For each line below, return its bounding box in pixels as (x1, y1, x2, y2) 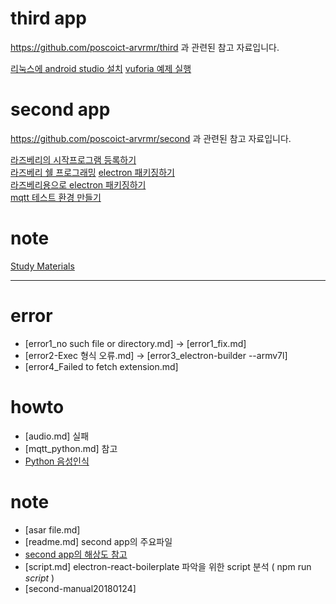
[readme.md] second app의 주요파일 (24, 535, 173, 547)
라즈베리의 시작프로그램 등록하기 (10, 153, 137, 166)
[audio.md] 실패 (24, 430, 90, 442)
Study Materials (10, 260, 75, 272)
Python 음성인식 (24, 455, 90, 467)
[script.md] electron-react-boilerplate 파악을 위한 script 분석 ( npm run (24, 560, 312, 572)
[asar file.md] (24, 523, 81, 536)
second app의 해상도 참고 (24, 548, 128, 560)
